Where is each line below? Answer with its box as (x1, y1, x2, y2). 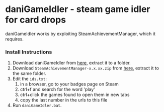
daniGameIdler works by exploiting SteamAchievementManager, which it (5, 30, 156, 36)
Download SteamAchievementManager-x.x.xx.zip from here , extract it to (12, 65, 159, 71)
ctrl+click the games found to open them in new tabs (20, 91, 130, 98)
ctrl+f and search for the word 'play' (20, 86, 96, 92)
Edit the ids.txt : (12, 76, 47, 82)
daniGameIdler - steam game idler (5, 3, 150, 15)
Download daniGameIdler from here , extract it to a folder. (12, 60, 131, 66)
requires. (5, 36, 24, 42)
